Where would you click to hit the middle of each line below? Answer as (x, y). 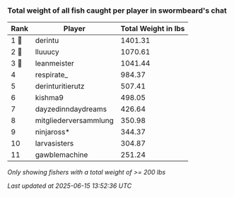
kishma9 (49, 98)
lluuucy (47, 52)
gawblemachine (62, 155)
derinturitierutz (60, 87)
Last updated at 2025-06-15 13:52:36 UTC (70, 186)
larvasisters (54, 144)
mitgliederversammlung (75, 120)
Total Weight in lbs (153, 29)
